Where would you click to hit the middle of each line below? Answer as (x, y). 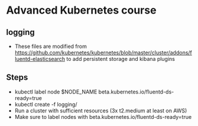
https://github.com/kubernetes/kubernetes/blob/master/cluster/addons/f (103, 53)
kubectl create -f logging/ (46, 104)
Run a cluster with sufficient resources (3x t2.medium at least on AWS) (101, 111)
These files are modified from (51, 46)
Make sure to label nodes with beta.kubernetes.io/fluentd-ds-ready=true (103, 117)
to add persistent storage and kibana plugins (121, 59)
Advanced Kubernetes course (81, 10)
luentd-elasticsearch (40, 59)
